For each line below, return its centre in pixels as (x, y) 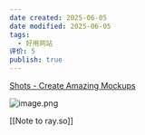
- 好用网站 (35, 43)
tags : (19, 34)
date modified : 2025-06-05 (60, 26)
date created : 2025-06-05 (58, 18)
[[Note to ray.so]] (42, 121)
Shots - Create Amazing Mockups (72, 86)
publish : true (36, 60)
